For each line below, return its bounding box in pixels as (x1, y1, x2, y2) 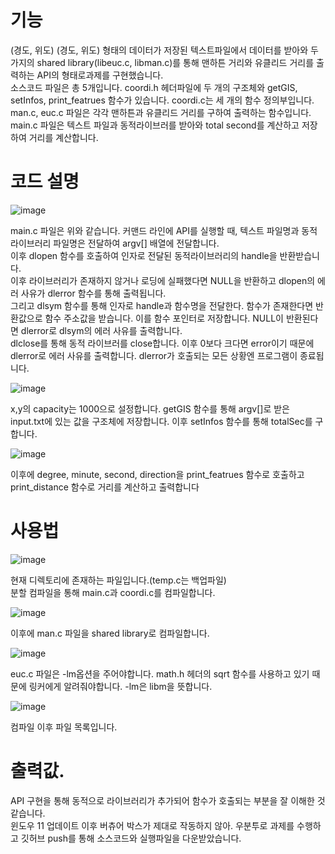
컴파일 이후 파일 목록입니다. (10, 721, 118, 733)
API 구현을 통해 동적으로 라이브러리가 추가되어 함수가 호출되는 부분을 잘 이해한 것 (10, 794, 326, 806)
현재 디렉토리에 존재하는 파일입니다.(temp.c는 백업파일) (10, 574, 227, 586)
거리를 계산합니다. (28, 131, 99, 143)
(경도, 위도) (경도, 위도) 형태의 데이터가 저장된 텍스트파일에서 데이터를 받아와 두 (10, 44, 319, 56)
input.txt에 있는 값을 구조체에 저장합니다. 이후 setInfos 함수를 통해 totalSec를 (10, 415, 313, 427)
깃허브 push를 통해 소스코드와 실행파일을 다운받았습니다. (20, 832, 242, 844)
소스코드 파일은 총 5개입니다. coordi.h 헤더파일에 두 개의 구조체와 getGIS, (10, 81, 298, 93)
